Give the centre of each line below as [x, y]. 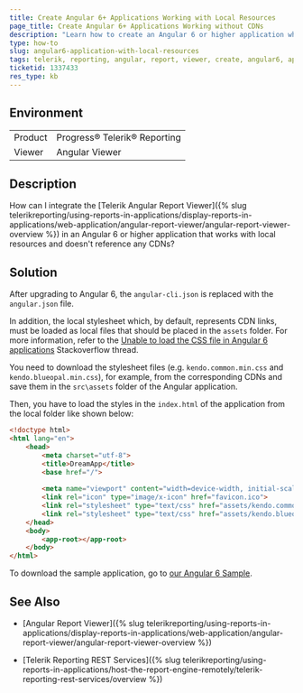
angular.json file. [42, 304]
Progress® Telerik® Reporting [119, 137]
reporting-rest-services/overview [84, 679]
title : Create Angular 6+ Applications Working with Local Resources [143, 18]
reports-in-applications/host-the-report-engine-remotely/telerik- [142, 670]
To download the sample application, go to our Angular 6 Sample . [131, 573]
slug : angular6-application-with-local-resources [105, 51]
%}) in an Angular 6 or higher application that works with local [161, 235]
